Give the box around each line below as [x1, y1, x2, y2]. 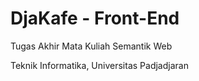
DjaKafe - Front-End [10, 7, 180, 30]
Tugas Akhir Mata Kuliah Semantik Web [10, 40, 173, 52]
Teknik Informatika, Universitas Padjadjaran [10, 59, 189, 71]
